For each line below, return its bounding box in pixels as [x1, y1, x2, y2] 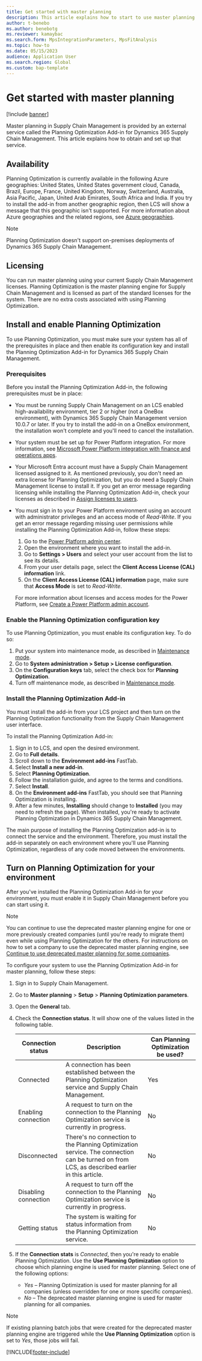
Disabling [17, 1188, 45, 1196]
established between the [65, 1068, 135, 1077]
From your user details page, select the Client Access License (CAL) [23, 564, 195, 571]
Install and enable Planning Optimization [6, 320, 161, 330]
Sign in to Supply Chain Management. [14, 980, 109, 987]
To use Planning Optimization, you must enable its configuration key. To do [6, 629, 191, 637]
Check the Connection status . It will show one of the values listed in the [14, 1015, 194, 1022]
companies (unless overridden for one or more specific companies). [23, 1288, 193, 1295]
